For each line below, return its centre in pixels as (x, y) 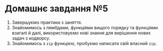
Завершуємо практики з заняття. (47, 22)
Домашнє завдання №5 (56, 9)
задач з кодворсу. (31, 38)
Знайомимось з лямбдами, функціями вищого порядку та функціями (85, 27)
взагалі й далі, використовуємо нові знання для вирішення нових (81, 33)
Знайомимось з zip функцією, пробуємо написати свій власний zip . (84, 43)
